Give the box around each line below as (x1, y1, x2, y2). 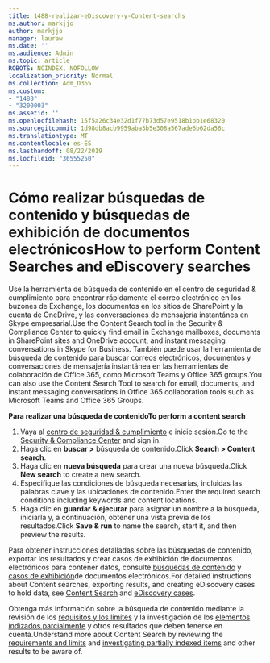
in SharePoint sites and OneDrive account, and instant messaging (8, 336, 226, 345)
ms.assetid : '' (8, 110, 60, 118)
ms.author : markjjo (8, 19, 74, 27)
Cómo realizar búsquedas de (8, 189, 206, 207)
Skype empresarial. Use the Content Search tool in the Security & (8, 319, 223, 328)
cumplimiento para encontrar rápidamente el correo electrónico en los (8, 293, 242, 302)
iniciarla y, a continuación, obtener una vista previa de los (19, 513, 211, 523)
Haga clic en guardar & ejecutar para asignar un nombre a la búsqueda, (19, 504, 260, 514)
